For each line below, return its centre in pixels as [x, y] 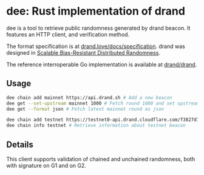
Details [20, 144]
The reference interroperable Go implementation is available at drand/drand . [102, 64]
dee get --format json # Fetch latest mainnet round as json [85, 109]
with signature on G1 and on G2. [46, 165]
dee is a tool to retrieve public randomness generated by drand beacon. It [98, 28]
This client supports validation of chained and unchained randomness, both [101, 159]
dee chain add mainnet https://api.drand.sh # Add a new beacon [89, 98]
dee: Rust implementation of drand [96, 11]
